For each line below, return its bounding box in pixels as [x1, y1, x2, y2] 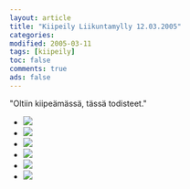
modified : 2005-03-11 [9, 38, 92, 48]
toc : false [9, 56, 51, 65]
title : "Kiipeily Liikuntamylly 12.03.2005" [9, 22, 182, 31]
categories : [9, 30, 55, 39]
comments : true [9, 65, 68, 74]
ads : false [9, 73, 51, 82]
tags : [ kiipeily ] [9, 47, 76, 57]
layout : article [9, 13, 71, 23]
